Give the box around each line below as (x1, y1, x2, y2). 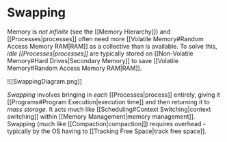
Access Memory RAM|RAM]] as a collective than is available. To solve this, (7, 42, 217, 50)
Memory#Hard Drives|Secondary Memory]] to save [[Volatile (7, 56, 179, 64)
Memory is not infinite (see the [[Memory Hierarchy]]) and (7, 27, 171, 36)
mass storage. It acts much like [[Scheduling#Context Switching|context (7, 105, 211, 113)
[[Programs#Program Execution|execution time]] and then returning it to (7, 97, 210, 106)
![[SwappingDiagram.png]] (7, 77, 82, 85)
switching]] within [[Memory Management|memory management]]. (7, 112, 196, 121)
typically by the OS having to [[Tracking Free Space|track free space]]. (7, 127, 206, 135)
